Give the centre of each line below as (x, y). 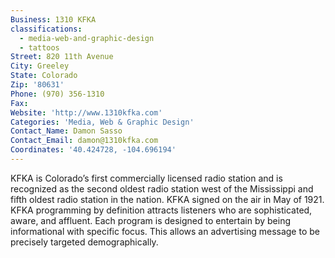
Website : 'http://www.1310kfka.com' (86, 112)
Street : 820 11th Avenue (62, 57)
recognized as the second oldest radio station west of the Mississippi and (162, 188)
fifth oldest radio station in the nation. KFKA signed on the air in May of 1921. (167, 199)
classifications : (46, 29)
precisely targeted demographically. (84, 242)
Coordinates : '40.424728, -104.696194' (93, 150)
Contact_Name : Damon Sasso (66, 131)
